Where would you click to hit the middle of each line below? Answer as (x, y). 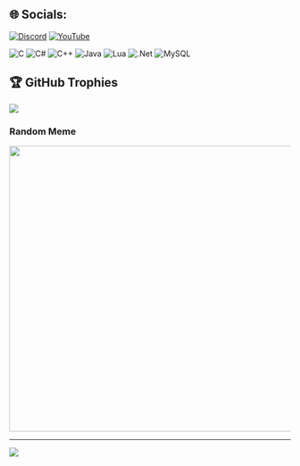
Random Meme (43, 131)
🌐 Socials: (38, 15)
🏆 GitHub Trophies (64, 83)
